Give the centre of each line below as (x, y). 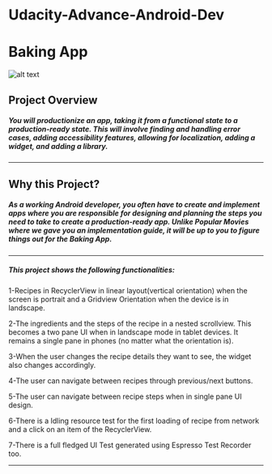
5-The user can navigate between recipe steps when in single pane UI (125, 396)
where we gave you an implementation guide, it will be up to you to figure (134, 231)
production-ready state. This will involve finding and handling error (125, 129)
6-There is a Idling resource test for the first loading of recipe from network (134, 421)
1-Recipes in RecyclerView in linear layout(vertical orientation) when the (128, 290)
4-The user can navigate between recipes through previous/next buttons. (131, 380)
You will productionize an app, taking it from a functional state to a (123, 121)
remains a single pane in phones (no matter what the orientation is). (121, 340)
